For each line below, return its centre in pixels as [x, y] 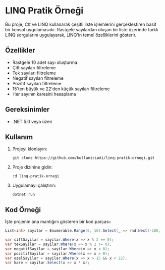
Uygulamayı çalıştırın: [34, 185]
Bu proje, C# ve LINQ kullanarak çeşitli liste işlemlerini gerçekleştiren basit [81, 24]
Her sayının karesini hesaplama [44, 94]
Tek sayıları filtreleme [34, 73]
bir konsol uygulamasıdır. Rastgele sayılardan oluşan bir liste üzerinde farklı [82, 29]
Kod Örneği [23, 210]
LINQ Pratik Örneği [44, 11]
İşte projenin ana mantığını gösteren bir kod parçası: [58, 222]
